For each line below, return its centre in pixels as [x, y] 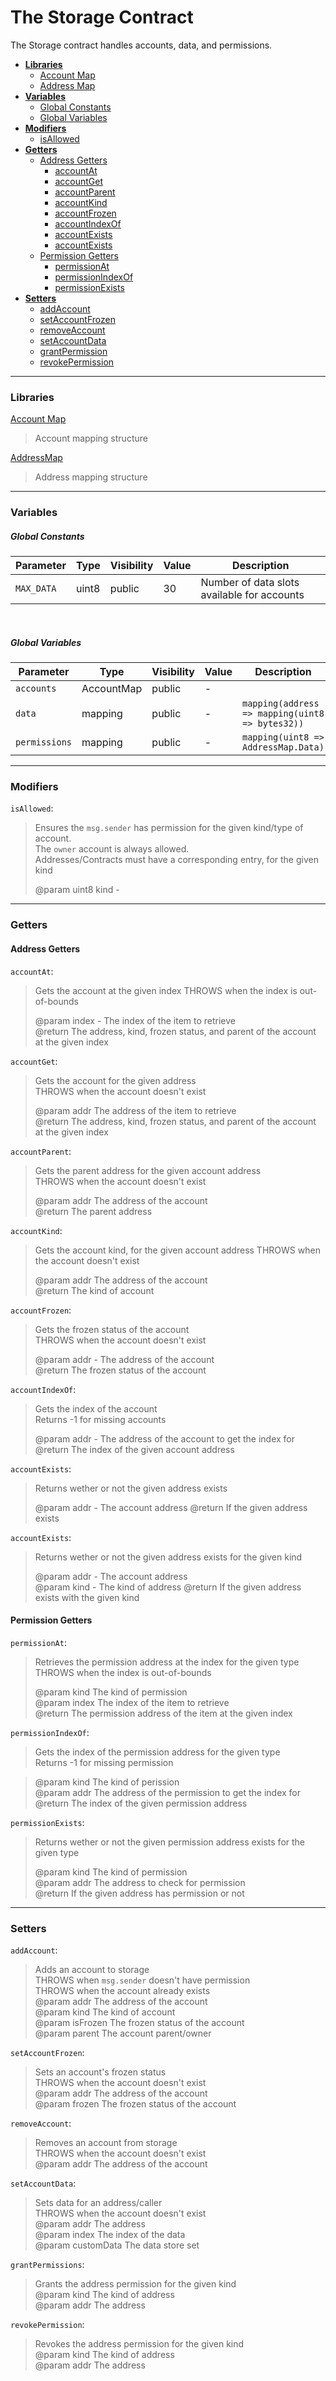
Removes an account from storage [106, 2143]
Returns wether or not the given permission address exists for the [170, 1842]
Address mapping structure [91, 477]
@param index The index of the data [110, 2235]
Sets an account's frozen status [100, 2072]
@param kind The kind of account [105, 2012]
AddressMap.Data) [283, 747]
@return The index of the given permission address [141, 1803]
